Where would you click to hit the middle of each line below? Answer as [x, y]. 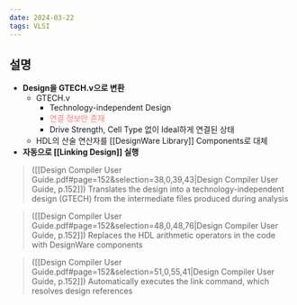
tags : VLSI [30, 26]
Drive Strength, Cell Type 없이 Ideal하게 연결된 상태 [142, 130]
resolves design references [82, 291]
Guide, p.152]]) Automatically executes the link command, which [150, 282]
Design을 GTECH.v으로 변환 [73, 88]
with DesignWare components [87, 245]
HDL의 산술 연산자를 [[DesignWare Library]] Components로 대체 [152, 141]
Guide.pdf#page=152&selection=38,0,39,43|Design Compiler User [155, 180]
